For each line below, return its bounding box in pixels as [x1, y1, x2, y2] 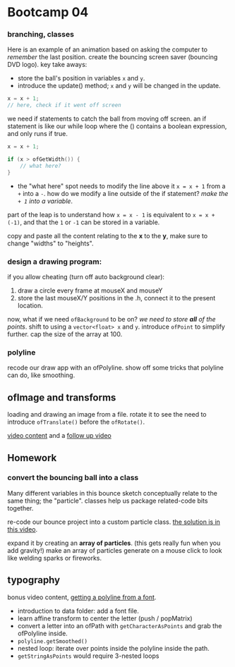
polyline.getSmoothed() [17, 637, 88, 645]
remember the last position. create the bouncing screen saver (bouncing [7, 53, 218, 61]
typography [7, 574, 61, 586]
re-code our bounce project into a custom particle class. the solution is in [7, 518, 221, 526]
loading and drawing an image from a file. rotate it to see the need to [7, 410, 207, 419]
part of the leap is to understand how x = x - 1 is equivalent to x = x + [7, 210, 215, 219]
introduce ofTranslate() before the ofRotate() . [7, 417, 145, 427]
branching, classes [7, 30, 74, 39]
